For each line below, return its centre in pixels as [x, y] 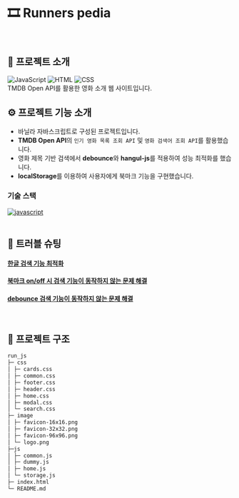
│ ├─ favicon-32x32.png [43, 429]
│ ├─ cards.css [30, 370]
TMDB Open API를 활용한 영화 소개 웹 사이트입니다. [80, 88]
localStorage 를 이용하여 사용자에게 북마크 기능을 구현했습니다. [106, 176]
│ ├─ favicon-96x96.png [43, 435]
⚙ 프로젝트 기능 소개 [50, 113]
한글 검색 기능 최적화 [36, 263]
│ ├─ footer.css [31, 382]
